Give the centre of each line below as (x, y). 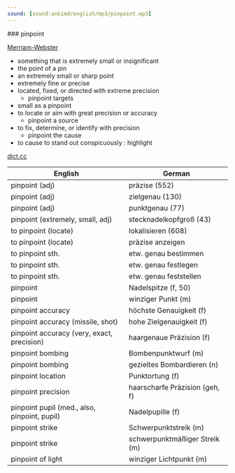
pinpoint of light (37, 459)
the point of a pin (42, 68)
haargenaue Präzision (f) (169, 337)
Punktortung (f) (154, 376)
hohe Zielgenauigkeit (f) (168, 321)
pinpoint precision (40, 391)
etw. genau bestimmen (166, 253)
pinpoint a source (53, 120)
